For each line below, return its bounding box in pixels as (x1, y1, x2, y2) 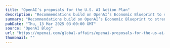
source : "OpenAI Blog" (5, 26, 53, 31)
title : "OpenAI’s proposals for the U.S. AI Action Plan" (5, 7, 130, 12)
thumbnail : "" (5, 35, 35, 40)
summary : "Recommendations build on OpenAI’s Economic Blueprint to (5, 16, 153, 21)
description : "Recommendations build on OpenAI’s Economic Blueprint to (5, 12, 162, 17)
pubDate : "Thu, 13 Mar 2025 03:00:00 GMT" (5, 21, 96, 26)
